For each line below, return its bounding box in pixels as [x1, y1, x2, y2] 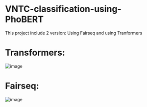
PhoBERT [5, 14, 44, 25]
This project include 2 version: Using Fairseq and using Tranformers [5, 30, 143, 36]
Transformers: [5, 47, 65, 58]
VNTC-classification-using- [5, 3, 122, 15]
